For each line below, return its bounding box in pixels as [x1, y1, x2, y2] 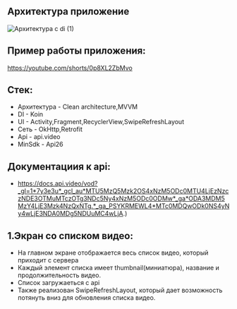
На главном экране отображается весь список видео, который [17, 248, 209, 257]
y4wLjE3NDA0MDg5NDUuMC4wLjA [17, 210, 123, 218]
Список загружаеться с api [17, 279, 100, 287]
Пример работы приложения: [7, 45, 146, 57]
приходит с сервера [17, 256, 79, 265]
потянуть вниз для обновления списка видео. [17, 293, 156, 302]
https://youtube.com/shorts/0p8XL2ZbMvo [7, 63, 133, 72]
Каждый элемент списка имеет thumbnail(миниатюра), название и [17, 264, 220, 272]
